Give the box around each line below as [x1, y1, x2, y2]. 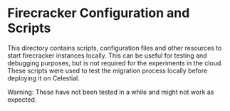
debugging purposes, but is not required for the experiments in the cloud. [7, 58, 223, 67]
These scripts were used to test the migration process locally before [7, 66, 208, 75]
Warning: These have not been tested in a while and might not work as [7, 88, 214, 96]
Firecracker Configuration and [7, 5, 190, 21]
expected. [7, 95, 37, 104]
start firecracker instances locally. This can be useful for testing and [7, 51, 208, 60]
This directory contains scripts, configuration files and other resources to [7, 43, 222, 52]
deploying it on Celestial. [7, 73, 80, 83]
